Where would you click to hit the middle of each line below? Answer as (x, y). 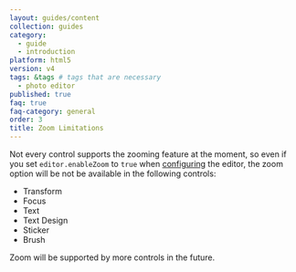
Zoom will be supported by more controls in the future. (112, 257)
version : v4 (32, 69)
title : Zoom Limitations (57, 129)
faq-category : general (53, 111)
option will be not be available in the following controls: (113, 173)
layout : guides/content (55, 18)
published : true (40, 94)
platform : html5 (40, 60)
